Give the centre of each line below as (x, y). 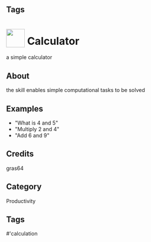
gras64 (15, 168)
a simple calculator (29, 57)
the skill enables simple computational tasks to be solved (75, 90)
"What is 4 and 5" (36, 123)
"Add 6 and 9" (32, 135)
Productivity (21, 201)
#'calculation (22, 234)
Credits (20, 154)
